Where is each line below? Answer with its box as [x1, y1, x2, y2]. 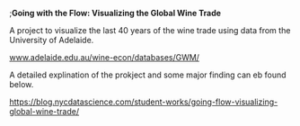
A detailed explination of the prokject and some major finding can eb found [9, 69, 287, 80]
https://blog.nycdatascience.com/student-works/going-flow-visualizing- [9, 96, 278, 107]
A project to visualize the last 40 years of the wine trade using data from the [9, 25, 291, 35]
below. [9, 79, 34, 89]
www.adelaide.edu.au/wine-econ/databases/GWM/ [9, 52, 200, 62]
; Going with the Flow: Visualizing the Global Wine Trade [9, 8, 222, 18]
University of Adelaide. [9, 35, 94, 45]
